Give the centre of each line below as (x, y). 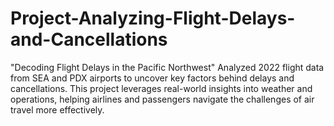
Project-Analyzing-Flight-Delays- (153, 18)
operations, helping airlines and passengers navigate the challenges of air (162, 99)
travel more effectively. (57, 109)
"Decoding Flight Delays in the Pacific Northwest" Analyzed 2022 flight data (167, 67)
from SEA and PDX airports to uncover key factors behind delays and (152, 78)
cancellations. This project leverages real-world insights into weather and (161, 88)
